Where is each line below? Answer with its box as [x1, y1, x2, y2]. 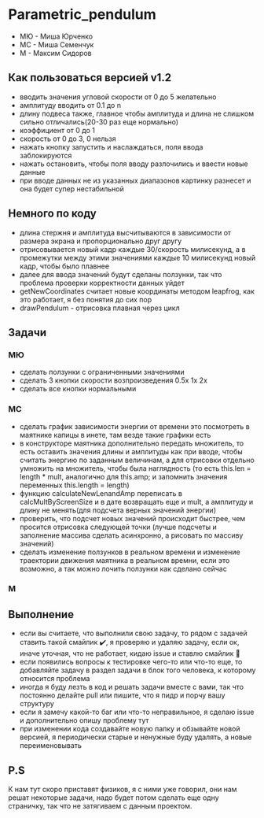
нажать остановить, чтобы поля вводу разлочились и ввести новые [19, 159, 249, 168]
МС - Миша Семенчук [19, 39, 94, 49]
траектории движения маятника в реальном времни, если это [19, 555, 230, 564]
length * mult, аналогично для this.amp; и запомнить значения [19, 472, 228, 481]
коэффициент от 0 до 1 [19, 125, 96, 135]
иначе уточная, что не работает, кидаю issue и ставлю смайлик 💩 [19, 649, 241, 658]
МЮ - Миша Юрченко [19, 31, 93, 41]
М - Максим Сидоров [19, 48, 92, 57]
